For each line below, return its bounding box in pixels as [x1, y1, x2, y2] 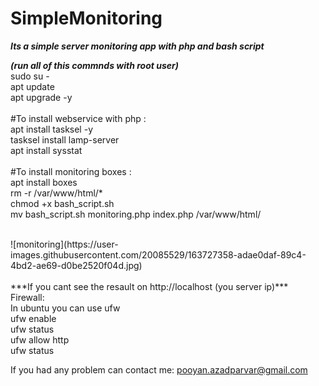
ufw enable [10, 312, 57, 324]
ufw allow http [10, 333, 70, 346]
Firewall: [10, 291, 45, 303]
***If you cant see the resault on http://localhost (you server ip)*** [10, 280, 289, 292]
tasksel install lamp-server [10, 133, 120, 146]
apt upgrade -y [10, 91, 73, 103]
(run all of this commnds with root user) [10, 59, 179, 71]
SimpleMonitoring [10, 7, 163, 30]
